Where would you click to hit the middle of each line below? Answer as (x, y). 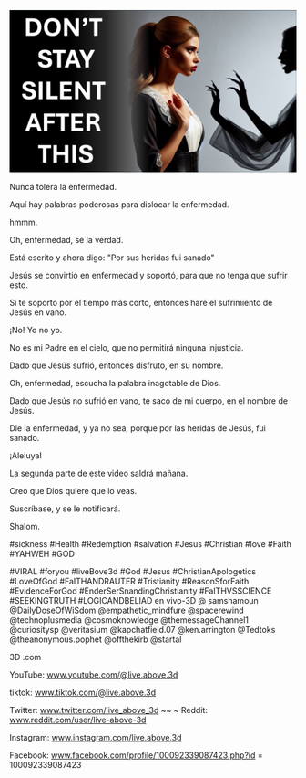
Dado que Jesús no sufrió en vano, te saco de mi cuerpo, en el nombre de (149, 400)
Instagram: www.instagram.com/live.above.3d (96, 737)
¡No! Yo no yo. (36, 330)
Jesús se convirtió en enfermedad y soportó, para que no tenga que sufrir (148, 275)
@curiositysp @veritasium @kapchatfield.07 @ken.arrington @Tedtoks (143, 629)
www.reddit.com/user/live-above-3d (78, 720)
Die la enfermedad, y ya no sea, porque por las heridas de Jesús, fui (138, 428)
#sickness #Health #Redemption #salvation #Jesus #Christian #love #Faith (150, 543)
